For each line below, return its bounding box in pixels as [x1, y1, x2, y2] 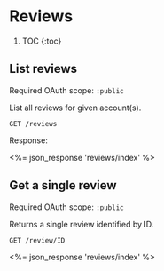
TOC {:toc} [21, 36, 62, 46]
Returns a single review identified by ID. [9, 219, 154, 229]
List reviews [9, 61, 78, 76]
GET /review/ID [9, 235, 66, 245]
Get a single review [9, 178, 117, 193]
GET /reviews [9, 119, 58, 128]
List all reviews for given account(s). [9, 102, 142, 113]
